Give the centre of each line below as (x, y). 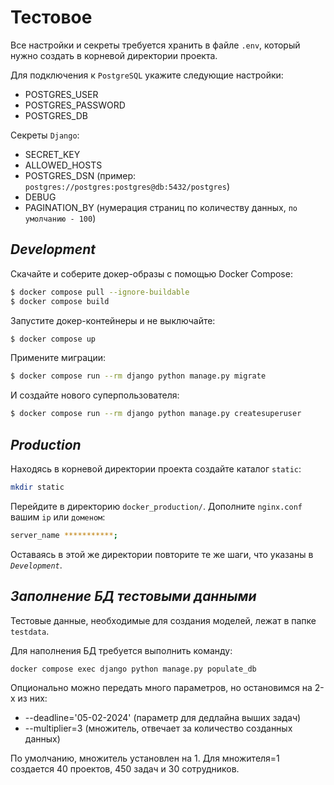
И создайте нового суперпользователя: (95, 395)
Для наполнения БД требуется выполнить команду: (121, 650)
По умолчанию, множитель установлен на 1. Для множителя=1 (145, 758)
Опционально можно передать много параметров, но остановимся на (161, 687)
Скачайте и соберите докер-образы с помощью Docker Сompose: (151, 273)
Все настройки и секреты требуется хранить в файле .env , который (155, 45)
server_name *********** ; (64, 535)
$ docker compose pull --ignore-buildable (100, 292)
